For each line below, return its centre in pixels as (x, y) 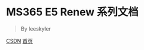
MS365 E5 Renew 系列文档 (72, 12)
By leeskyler (36, 29)
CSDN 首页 (20, 41)
